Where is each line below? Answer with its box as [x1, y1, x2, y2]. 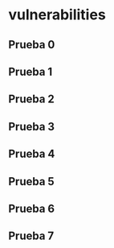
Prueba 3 [8, 119, 55, 134]
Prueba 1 [8, 64, 53, 78]
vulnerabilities [8, 6, 106, 24]
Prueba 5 [8, 175, 55, 188]
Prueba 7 [8, 229, 55, 243]
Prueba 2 [8, 93, 55, 106]
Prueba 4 [8, 147, 55, 161]
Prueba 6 [8, 201, 55, 215]
